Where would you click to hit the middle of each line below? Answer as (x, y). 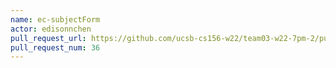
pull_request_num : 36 (55, 47)
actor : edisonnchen (51, 29)
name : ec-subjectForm (55, 19)
